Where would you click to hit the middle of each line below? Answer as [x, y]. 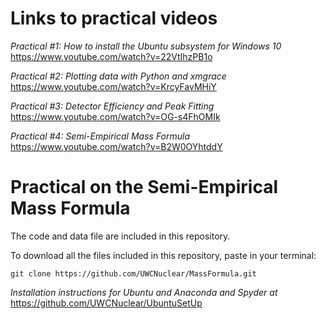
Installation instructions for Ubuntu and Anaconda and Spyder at [144, 292]
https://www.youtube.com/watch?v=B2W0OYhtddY [116, 146]
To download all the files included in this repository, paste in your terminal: [163, 255]
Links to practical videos [114, 18]
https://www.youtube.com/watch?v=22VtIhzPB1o [111, 56]
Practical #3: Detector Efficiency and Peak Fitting [112, 106]
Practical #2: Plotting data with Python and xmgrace [118, 76]
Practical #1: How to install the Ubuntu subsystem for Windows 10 [146, 46]
